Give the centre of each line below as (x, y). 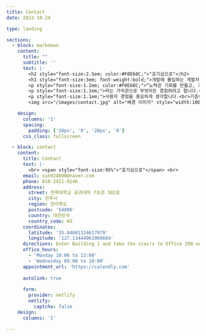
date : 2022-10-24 (29, 18)
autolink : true (42, 278)
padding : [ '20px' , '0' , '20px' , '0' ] (76, 130)
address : (34, 187)
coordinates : (39, 227)
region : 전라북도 (48, 204)
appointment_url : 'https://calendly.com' (76, 267)
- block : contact (34, 147)
